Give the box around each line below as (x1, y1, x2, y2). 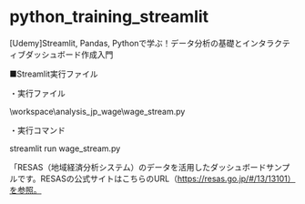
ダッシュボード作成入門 (25, 48, 114, 60)
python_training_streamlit (9, 6, 209, 27)
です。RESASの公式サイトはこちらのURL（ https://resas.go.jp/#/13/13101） (16, 173, 296, 184)
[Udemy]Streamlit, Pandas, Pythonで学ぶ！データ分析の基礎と (9, 37, 243, 48)
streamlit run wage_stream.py (9, 143, 121, 154)
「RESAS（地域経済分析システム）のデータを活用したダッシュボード (9, 161, 267, 172)
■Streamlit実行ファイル (9, 68, 98, 79)
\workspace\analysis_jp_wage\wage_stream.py (9, 106, 186, 117)
